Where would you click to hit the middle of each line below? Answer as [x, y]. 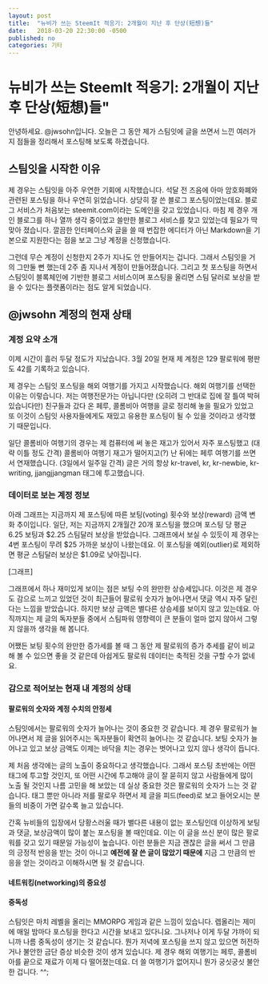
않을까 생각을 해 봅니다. [53, 628]
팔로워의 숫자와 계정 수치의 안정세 [60, 709]
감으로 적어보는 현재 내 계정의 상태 [70, 688]
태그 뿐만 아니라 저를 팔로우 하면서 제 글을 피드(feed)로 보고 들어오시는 [142, 795]
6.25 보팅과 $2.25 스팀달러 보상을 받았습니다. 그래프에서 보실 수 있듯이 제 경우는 [134, 534]
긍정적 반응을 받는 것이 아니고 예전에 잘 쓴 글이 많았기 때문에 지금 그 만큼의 [132, 852]
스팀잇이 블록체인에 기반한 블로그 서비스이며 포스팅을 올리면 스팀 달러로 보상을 [130, 276]
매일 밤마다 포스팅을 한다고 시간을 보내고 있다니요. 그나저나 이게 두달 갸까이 [134, 931]
